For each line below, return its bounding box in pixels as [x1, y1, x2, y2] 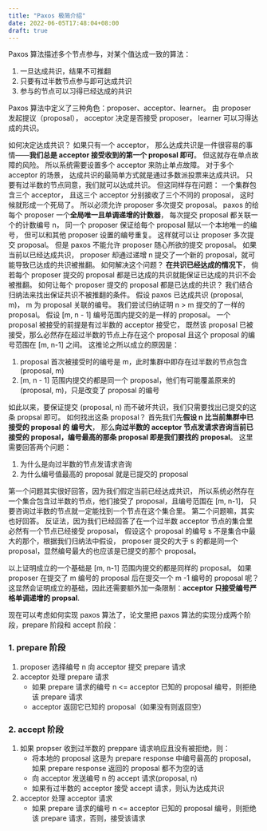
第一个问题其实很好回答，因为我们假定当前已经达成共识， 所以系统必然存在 [8, 487, 255, 496]
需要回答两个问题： [8, 443, 72, 452]
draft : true [8, 26, 48, 34]
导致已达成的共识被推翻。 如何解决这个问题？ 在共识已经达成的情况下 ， [14, 260, 249, 270]
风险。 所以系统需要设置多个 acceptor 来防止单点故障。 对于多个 [22, 161, 234, 170]
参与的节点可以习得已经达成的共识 [19, 86, 132, 96]
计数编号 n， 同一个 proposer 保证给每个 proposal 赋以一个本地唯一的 [22, 221, 251, 230]
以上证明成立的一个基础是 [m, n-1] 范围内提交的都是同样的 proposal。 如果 [8, 563, 253, 573]
